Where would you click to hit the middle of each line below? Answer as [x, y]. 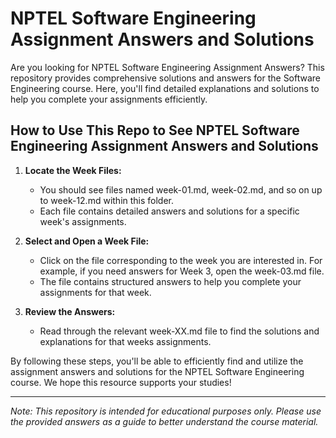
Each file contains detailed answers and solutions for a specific [169, 211]
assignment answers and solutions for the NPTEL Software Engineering [157, 371]
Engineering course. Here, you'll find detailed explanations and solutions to [165, 88]
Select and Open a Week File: [87, 241]
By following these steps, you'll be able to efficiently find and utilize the [157, 361]
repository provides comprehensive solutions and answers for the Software [166, 78]
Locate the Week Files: [73, 170]
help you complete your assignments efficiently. [109, 99]
